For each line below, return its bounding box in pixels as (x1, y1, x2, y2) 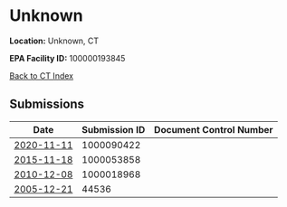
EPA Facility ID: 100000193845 (9, 52, 126, 63)
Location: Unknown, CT (9, 35, 100, 46)
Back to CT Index (9, 70, 74, 81)
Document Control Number (153, 123, 273, 136)
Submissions (9, 97, 84, 112)
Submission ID (81, 123, 146, 136)
